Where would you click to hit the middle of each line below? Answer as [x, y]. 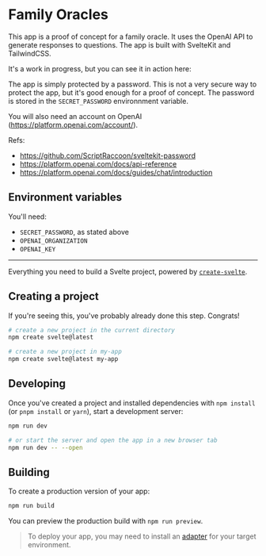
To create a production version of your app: [79, 491]
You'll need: [28, 217]
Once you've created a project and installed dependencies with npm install [132, 403]
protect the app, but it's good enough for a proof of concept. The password [131, 92]
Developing [37, 383]
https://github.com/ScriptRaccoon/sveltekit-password [108, 155]
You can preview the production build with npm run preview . [106, 521]
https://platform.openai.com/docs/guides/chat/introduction [116, 172]
